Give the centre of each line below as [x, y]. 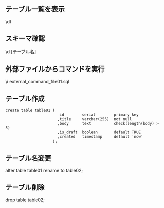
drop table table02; [25, 200]
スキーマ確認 [25, 39]
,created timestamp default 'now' [100, 137]
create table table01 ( [30, 111]
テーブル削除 [25, 188]
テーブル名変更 [28, 158]
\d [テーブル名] [21, 51]
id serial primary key [99, 115]
